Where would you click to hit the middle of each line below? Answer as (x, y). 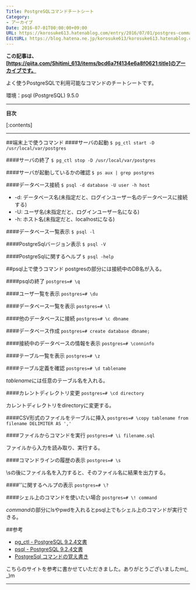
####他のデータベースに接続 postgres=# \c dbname (67, 318)
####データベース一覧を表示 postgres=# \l (58, 306)
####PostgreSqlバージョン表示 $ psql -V (56, 244)
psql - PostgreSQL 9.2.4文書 (49, 549)
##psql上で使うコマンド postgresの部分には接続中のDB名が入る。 (85, 269)
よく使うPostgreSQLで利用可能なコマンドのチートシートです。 (82, 83)
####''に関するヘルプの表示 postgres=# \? (57, 485)
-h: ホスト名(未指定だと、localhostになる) (64, 219)
